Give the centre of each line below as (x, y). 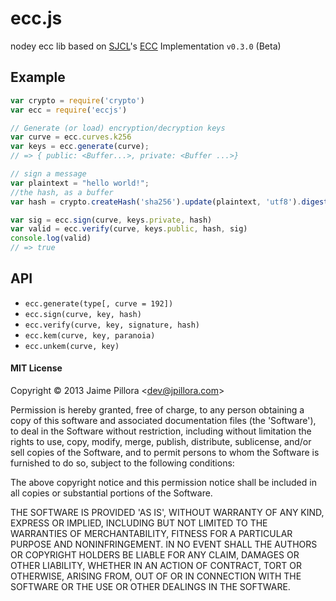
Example (38, 77)
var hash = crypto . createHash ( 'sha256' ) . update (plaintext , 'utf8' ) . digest (169, 202)
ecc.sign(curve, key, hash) (83, 314)
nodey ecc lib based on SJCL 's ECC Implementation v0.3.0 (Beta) (146, 46)
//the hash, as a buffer (62, 192)
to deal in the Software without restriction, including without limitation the (161, 431)
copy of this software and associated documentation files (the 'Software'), (163, 421)
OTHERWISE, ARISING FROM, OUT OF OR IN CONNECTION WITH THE (156, 576)
